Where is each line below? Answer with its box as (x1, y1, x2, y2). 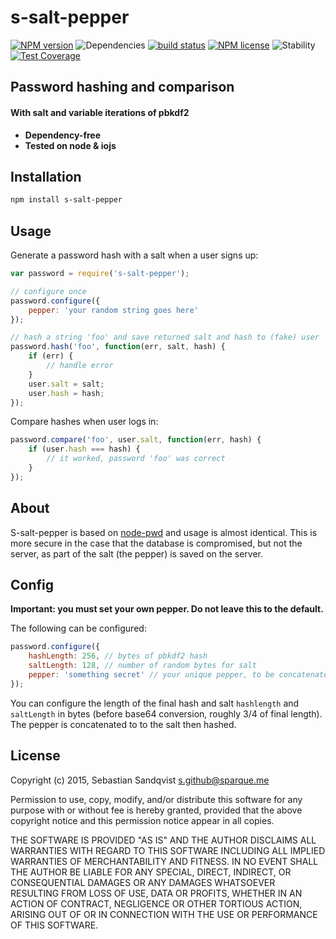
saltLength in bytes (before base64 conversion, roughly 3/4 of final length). (10, 707, 323, 720)
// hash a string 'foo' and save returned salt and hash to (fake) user (10, 332, 320, 343)
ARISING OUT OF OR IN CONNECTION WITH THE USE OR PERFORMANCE (10, 908, 318, 920)
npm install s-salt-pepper (10, 195, 123, 205)
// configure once (10, 286, 87, 296)
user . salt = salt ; (28, 379, 105, 389)
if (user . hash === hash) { (28, 444, 141, 455)
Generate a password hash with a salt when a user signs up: (10, 249, 259, 261)
